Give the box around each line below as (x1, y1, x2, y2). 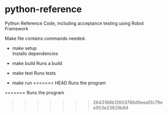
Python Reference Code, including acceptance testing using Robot (5, 20, 144, 26)
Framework (5, 25, 28, 31)
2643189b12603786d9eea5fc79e (93, 99, 163, 105)
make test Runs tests (12, 70, 56, 76)
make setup (12, 45, 37, 51)
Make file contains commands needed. (5, 35, 86, 41)
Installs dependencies (12, 50, 58, 56)
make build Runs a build (12, 60, 62, 66)
